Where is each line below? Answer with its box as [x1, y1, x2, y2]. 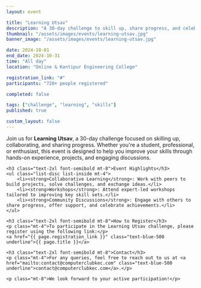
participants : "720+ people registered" [6, 80, 109, 86]
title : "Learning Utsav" [6, 19, 68, 26]
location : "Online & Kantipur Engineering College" [6, 64, 138, 70]
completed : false [6, 91, 50, 97]
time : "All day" [6, 58, 47, 64]
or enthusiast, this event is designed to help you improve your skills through [6, 148, 193, 155]
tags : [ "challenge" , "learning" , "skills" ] [6, 102, 117, 108]
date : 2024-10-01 [6, 47, 50, 53]
